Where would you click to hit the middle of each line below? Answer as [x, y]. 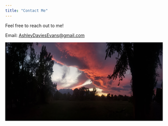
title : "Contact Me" [27, 11]
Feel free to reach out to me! [34, 26]
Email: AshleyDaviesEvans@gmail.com [45, 35]
